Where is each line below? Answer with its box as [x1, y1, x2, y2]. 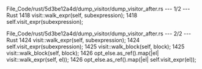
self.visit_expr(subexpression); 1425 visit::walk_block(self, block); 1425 [6, 43, 185, 50]
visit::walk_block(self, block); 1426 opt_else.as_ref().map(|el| [6, 49, 159, 57]
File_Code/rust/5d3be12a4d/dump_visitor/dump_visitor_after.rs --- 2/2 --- [6, 30, 192, 37]
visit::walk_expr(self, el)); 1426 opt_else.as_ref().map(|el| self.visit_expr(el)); [6, 56, 197, 63]
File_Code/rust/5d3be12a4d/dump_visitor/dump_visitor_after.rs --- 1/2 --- [6, 5, 190, 12]
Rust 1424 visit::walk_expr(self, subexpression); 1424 [6, 37, 140, 43]
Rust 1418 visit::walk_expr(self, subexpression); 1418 [6, 12, 138, 19]
